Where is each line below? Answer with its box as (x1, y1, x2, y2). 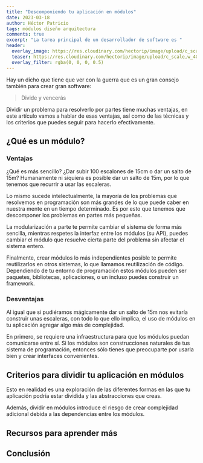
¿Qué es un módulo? (6, 136, 85, 146)
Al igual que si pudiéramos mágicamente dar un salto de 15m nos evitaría (6, 308, 188, 316)
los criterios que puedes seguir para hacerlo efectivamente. (6, 118, 155, 126)
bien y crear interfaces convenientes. (6, 353, 99, 360)
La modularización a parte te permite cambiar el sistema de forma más (6, 223, 182, 231)
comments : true (6, 31, 45, 37)
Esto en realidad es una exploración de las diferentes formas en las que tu (6, 386, 191, 393)
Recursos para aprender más (6, 428, 118, 438)
